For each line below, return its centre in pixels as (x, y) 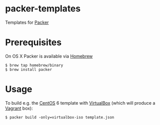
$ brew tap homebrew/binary (34, 65)
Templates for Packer (27, 22)
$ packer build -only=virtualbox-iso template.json (60, 117)
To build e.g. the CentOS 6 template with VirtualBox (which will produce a (80, 103)
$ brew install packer (29, 69)
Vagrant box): (19, 108)
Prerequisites (34, 42)
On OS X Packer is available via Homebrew (49, 56)
